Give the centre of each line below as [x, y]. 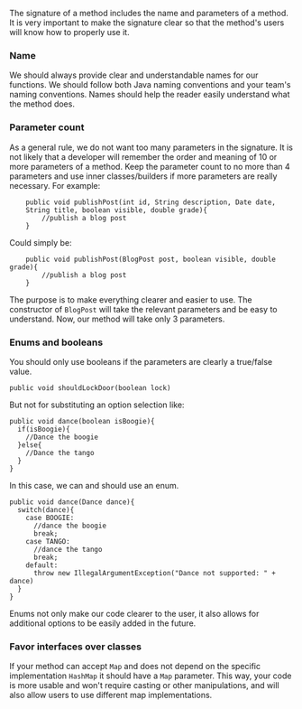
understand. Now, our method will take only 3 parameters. [117, 319]
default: [42, 565]
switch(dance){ [46, 509]
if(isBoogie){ [44, 429]
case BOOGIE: [50, 518]
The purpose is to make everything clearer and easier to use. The [131, 299]
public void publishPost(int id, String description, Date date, [151, 202]
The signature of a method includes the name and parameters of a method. [149, 13]
